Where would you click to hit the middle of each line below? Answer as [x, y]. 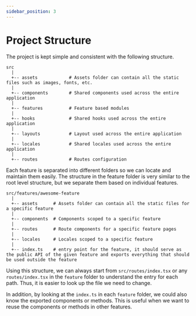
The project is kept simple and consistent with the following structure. [90, 57]
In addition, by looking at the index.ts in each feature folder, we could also [97, 294]
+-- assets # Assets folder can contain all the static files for [101, 203]
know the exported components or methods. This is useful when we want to [98, 300]
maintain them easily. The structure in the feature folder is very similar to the [98, 176]
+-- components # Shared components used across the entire [95, 93]
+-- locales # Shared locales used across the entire [91, 144]
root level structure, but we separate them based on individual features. [92, 182]
